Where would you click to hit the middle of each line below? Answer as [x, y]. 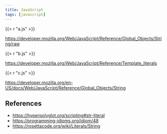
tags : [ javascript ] [25, 14]
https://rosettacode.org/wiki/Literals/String [56, 126]
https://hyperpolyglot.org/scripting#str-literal [59, 115]
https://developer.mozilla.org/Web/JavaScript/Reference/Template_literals [81, 63]
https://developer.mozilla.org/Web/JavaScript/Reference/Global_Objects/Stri [83, 38]
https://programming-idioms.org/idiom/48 [55, 121]
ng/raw [12, 43]
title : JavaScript [24, 10]
